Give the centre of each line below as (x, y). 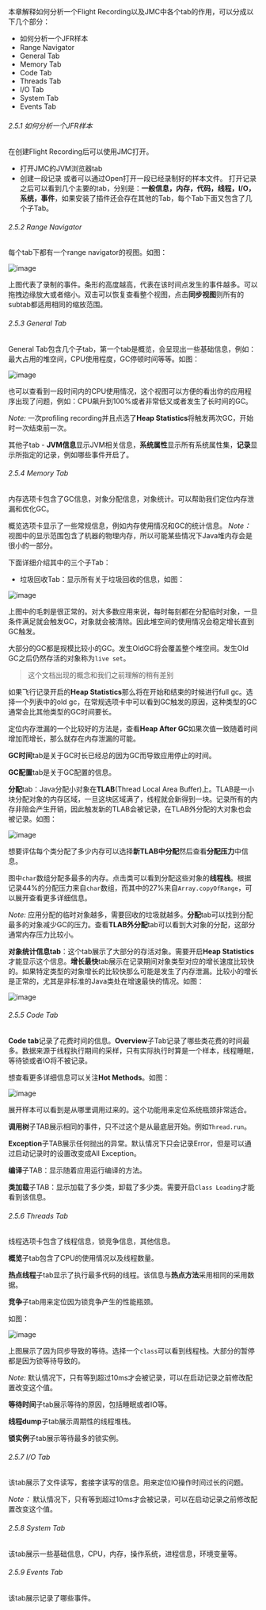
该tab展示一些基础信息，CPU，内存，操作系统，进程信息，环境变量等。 (125, 1554)
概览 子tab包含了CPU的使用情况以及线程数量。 (83, 1258)
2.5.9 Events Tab (36, 1572)
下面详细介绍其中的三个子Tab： (59, 562)
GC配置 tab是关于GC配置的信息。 (62, 772)
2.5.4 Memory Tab (38, 473)
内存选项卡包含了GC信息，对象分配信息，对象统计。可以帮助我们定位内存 (128, 499)
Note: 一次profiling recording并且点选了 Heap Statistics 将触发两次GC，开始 (131, 418)
